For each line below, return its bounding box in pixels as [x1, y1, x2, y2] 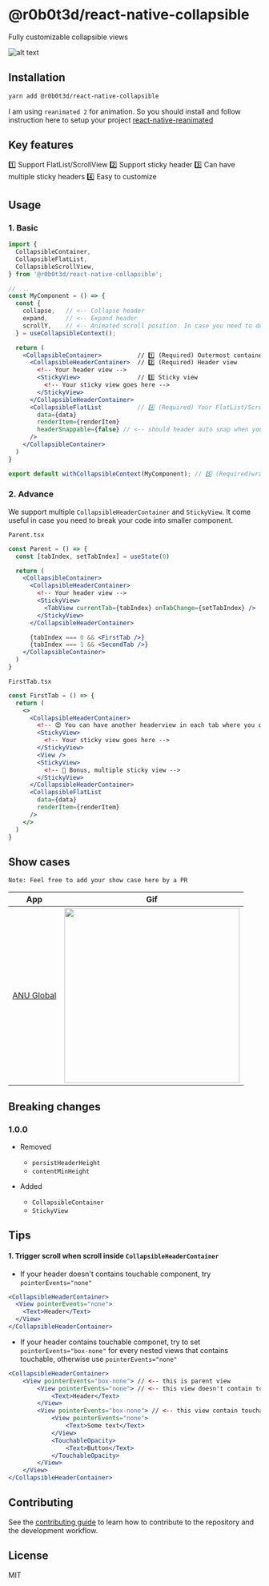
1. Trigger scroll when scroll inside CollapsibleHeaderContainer [8, 1251, 219, 1260]
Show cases [8, 855, 70, 869]
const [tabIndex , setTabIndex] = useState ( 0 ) [15, 552, 171, 560]
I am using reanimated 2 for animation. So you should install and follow [8, 106, 242, 116]
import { [8, 240, 38, 249]
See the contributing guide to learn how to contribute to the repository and [8, 1517, 255, 1527]
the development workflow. [8, 1525, 98, 1535]
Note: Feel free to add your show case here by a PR [8, 877, 188, 885]
